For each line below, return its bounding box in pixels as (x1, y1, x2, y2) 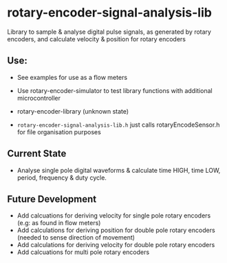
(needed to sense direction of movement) (17, 233, 136, 242)
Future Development (7, 193, 97, 204)
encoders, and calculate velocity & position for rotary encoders (7, 34, 186, 43)
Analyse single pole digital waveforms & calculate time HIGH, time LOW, (17, 166, 221, 174)
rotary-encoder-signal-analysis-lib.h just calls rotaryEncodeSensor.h (17, 120, 220, 129)
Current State (7, 148, 67, 160)
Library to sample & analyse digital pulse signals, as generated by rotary (7, 28, 212, 36)
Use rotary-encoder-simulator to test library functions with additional (17, 86, 213, 94)
